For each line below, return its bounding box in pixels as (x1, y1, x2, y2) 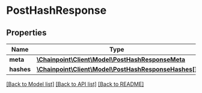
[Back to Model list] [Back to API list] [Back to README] (6, 80, 144, 88)
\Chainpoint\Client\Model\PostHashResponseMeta (36, 55, 185, 64)
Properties (6, 28, 47, 38)
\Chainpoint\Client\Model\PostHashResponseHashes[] (36, 65, 197, 73)
